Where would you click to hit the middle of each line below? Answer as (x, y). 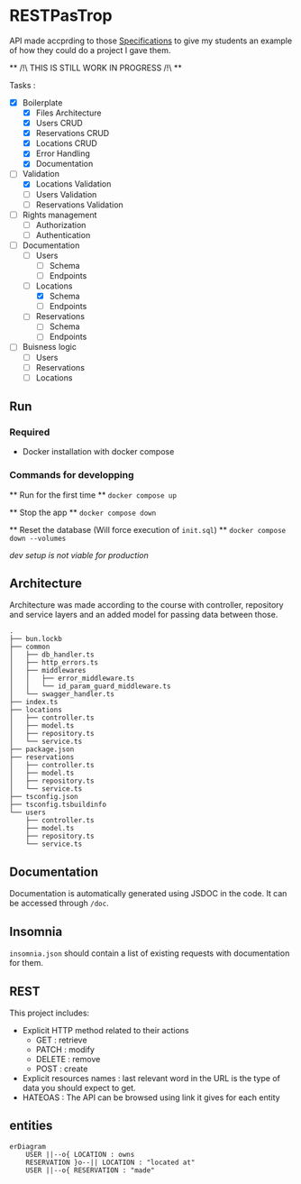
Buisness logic (49, 347)
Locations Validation (73, 184)
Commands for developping (72, 475)
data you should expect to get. (79, 1088)
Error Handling (63, 153)
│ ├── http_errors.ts (54, 663)
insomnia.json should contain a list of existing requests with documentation (150, 953)
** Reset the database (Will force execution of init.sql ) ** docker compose (148, 529)
